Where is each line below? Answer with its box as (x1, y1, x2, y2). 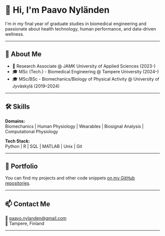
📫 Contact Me (5, 200, 51, 208)
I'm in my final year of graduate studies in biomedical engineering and (5, 21, 146, 27)
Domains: (5, 118, 26, 124)
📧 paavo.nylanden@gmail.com (5, 215, 67, 221)
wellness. (5, 31, 25, 37)
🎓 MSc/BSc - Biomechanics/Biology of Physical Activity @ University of (12, 76, 160, 82)
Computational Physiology (5, 128, 58, 134)
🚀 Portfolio (5, 162, 38, 170)
